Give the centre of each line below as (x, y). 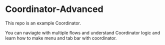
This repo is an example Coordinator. (43, 23)
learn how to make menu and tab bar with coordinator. (61, 38)
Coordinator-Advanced (54, 9)
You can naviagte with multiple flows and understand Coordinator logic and (83, 32)
